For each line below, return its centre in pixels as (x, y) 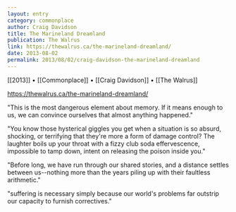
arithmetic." (24, 179)
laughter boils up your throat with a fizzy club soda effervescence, (104, 143)
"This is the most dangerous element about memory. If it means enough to (115, 107)
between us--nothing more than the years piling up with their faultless (109, 172)
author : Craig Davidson (42, 27)
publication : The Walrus (44, 40)
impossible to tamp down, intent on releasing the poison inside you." (106, 151)
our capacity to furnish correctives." (60, 201)
